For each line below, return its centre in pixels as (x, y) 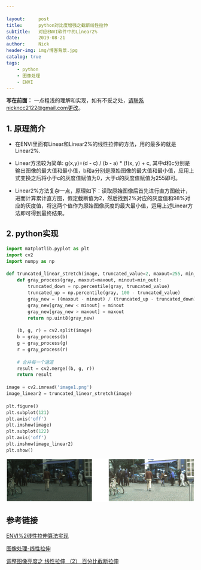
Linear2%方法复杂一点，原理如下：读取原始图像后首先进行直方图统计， (103, 191)
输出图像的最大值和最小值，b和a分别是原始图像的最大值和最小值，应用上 (104, 171)
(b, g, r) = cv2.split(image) (55, 331)
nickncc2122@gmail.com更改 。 (45, 108)
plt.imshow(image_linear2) (40, 444)
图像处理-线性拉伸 (28, 548)
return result (34, 375)
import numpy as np (31, 261)
